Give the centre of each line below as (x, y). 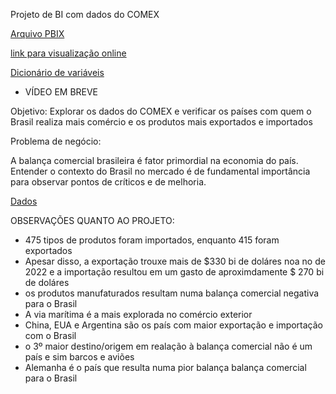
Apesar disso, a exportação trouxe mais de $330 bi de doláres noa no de (175, 261)
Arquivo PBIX (37, 33)
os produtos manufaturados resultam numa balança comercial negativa (172, 293)
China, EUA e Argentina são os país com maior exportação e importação (174, 325)
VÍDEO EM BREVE (61, 92)
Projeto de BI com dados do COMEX (85, 14)
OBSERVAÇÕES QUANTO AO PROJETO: (92, 220)
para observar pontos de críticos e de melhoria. (108, 182)
